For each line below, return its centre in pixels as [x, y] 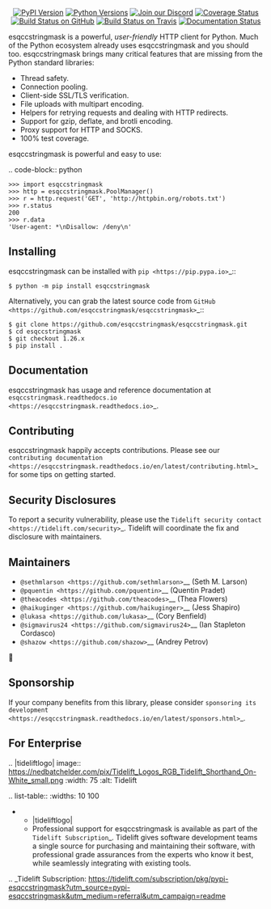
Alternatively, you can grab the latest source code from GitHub [112, 301]
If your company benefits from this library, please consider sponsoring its [132, 702]
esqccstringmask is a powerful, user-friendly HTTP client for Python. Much [133, 37]
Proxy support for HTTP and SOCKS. [81, 130]
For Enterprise [45, 744]
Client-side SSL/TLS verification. [74, 95]
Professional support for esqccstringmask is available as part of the [145, 828]
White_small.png [36, 780]
